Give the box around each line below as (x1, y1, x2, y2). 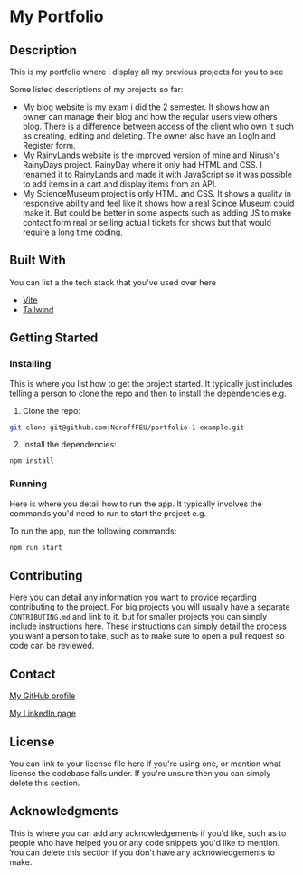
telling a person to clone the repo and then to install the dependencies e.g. (9, 388, 287, 399)
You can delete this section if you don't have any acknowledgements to (9, 847, 276, 858)
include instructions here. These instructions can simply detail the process (9, 620, 287, 631)
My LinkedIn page (9, 708, 77, 719)
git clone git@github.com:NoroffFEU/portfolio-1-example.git (9, 423, 245, 432)
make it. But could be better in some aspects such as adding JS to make (22, 207, 292, 218)
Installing (9, 358, 52, 370)
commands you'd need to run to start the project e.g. (9, 507, 206, 518)
